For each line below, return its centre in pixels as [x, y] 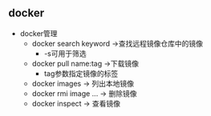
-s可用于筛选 [65, 53]
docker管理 [39, 33]
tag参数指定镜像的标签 [81, 73]
